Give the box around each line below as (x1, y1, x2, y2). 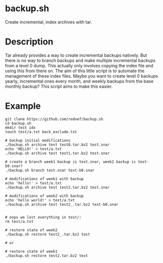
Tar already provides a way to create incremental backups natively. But (5, 52, 147, 58)
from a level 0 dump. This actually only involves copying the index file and (5, 62, 153, 68)
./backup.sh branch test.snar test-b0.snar (5, 168, 95, 173)
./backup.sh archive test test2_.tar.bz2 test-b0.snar (5, 202, 119, 207)
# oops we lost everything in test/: (5, 215, 82, 220)
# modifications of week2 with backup (5, 193, 84, 198)
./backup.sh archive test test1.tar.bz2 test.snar (5, 151, 110, 156)
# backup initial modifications (5, 138, 71, 143)
